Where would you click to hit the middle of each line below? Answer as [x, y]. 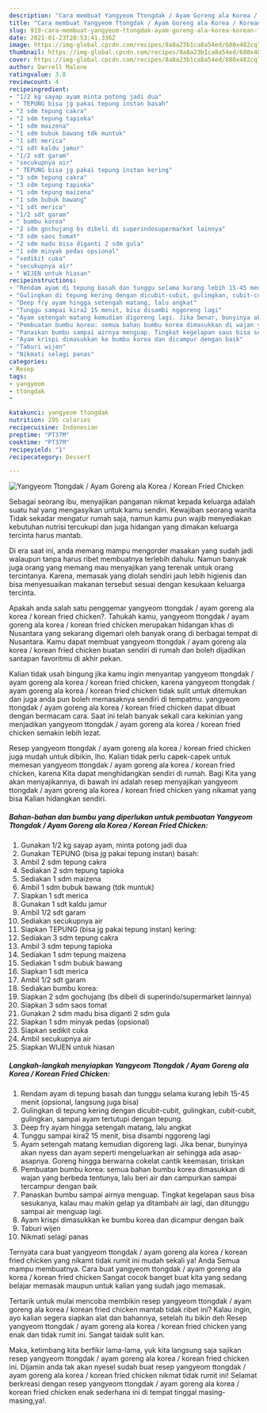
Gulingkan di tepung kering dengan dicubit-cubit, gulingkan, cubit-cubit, [138, 1110]
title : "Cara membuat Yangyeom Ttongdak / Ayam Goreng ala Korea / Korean [135, 23]
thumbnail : [27, 52]
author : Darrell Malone [48, 67]
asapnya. [35, 1161]
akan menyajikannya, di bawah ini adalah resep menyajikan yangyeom [124, 782]
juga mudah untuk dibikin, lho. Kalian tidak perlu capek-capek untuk [120, 756]
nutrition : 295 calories [50, 421]
